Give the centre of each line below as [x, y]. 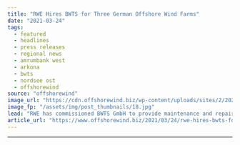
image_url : [24, 101]
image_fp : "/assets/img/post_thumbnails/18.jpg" [81, 107]
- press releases [40, 47]
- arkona [27, 67]
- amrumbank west [40, 61]
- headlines [32, 41]
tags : [15, 27]
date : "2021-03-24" [36, 21]
